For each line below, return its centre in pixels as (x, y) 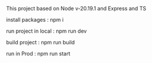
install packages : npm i (35, 20)
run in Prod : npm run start (38, 54)
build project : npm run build (41, 42)
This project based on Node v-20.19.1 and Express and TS (76, 8)
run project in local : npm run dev (46, 31)
